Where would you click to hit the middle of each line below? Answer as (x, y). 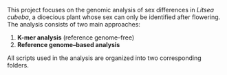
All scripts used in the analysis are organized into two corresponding (104, 58)
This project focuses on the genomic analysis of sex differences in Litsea (111, 10)
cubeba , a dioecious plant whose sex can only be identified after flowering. (114, 17)
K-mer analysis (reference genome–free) (76, 37)
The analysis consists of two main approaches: (74, 24)
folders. (18, 65)
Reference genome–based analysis (68, 45)
